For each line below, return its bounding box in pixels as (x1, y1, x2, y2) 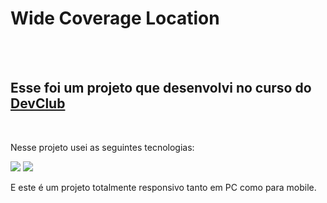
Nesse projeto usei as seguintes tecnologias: (10, 141, 195, 153)
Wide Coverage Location (10, 7, 220, 30)
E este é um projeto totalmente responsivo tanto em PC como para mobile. (10, 181, 317, 193)
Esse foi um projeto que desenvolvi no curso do (10, 80, 312, 97)
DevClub (10, 95, 66, 112)
